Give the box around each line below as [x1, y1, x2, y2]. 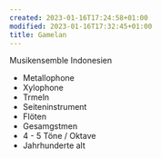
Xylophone [22, 83, 64, 94]
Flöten [22, 111, 47, 123]
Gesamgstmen [22, 121, 78, 132]
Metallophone [22, 73, 75, 84]
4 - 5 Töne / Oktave [22, 131, 96, 142]
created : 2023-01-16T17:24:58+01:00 [9, 13, 148, 23]
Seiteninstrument [22, 102, 87, 113]
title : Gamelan [9, 30, 67, 39]
